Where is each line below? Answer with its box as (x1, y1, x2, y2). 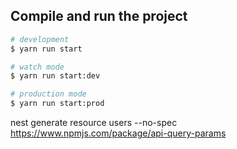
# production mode (10, 89, 87, 99)
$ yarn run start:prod (10, 99, 105, 109)
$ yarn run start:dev (10, 71, 101, 81)
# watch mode (10, 62, 65, 72)
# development (10, 34, 70, 44)
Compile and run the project (10, 8, 188, 25)
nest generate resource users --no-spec (10, 117, 178, 129)
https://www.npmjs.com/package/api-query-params (10, 127, 227, 139)
